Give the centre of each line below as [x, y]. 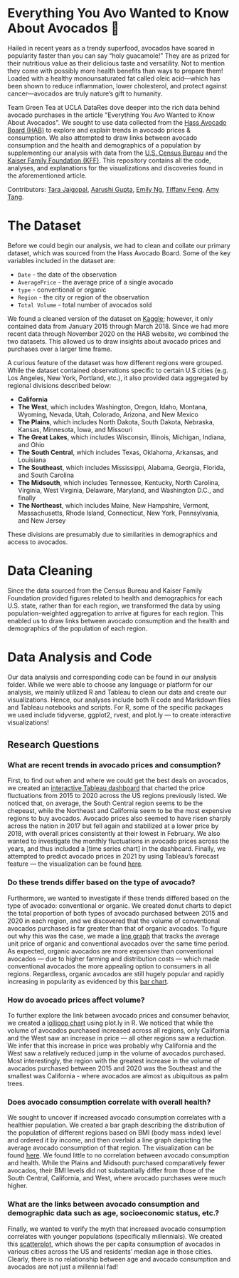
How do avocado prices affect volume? [76, 1000]
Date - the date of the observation [67, 274]
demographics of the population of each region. [78, 628]
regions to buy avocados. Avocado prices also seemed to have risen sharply [119, 819]
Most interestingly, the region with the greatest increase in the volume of [114, 1061]
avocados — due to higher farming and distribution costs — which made [113, 959]
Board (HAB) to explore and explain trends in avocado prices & [99, 130]
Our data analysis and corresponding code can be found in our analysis [112, 677]
